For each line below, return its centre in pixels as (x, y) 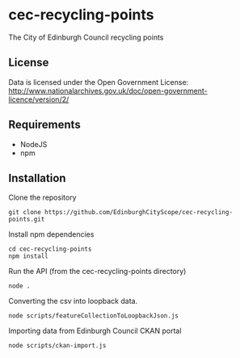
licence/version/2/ (39, 99)
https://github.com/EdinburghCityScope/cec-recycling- (138, 213)
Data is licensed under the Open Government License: (99, 82)
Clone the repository (42, 198)
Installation (37, 178)
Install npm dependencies (51, 234)
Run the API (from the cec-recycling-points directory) (97, 272)
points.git (27, 220)
